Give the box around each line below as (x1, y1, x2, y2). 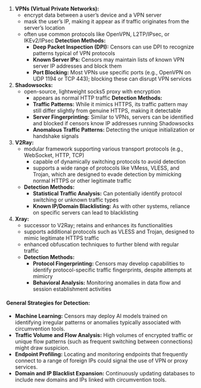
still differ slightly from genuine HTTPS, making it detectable (32, 107, 181, 114)
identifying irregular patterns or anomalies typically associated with (14, 319, 181, 326)
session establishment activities (32, 285, 112, 293)
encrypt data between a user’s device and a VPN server (23, 11, 162, 19)
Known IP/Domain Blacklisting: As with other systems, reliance (32, 203, 190, 209)
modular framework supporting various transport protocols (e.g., (23, 145, 184, 152)
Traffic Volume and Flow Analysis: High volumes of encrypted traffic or (14, 332, 193, 339)
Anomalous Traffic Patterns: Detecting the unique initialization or (32, 126, 195, 133)
